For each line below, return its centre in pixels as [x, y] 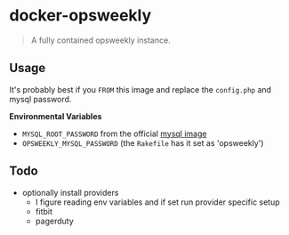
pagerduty [54, 221]
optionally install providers [70, 192]
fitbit [44, 211]
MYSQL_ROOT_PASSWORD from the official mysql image [114, 134]
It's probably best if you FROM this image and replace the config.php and [140, 89]
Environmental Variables [56, 116]
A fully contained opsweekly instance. [100, 40]
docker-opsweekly [80, 16]
